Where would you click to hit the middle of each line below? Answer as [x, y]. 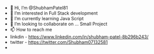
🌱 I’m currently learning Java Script [47, 18]
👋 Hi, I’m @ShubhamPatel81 [39, 8]
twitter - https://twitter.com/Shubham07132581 [59, 42]
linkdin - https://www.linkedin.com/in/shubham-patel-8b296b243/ [79, 37]
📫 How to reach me [31, 30]
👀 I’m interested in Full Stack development [54, 13]
